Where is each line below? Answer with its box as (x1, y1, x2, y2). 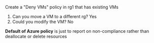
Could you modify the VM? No (12, 19, 74, 24)
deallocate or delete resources (5, 34, 67, 39)
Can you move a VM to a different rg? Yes (12, 14, 97, 19)
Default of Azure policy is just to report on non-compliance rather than (5, 28, 149, 34)
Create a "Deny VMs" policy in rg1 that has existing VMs (5, 4, 119, 10)
